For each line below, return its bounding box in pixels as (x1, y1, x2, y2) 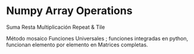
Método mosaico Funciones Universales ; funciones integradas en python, (6, 35, 189, 42)
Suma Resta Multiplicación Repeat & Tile (6, 23, 105, 31)
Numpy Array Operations (6, 4, 133, 18)
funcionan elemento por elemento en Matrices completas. (6, 41, 148, 48)
